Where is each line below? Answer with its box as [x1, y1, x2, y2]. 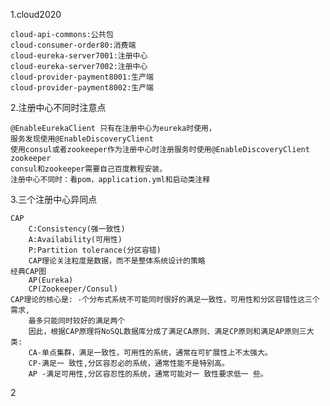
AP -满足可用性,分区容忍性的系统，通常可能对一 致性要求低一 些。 [28, 369, 268, 379]
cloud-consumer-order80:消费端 [10, 40, 137, 50]
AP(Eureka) [28, 275, 74, 285]
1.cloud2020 [10, 9, 62, 20]
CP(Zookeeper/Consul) [28, 284, 118, 294]
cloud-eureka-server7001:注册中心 [10, 51, 148, 61]
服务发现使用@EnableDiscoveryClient [10, 134, 154, 144]
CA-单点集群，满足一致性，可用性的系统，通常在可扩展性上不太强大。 [28, 348, 273, 358]
